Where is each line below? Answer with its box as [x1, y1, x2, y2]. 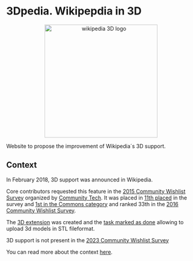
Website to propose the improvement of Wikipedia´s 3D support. [6, 142, 166, 149]
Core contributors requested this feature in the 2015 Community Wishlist [6, 187, 186, 195]
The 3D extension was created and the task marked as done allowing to [6, 218, 184, 225]
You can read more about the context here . [6, 248, 113, 256]
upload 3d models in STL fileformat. [6, 225, 95, 232]
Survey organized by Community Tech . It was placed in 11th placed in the [6, 194, 188, 201]
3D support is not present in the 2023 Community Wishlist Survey [6, 236, 170, 244]
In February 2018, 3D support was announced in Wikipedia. [6, 176, 153, 183]
